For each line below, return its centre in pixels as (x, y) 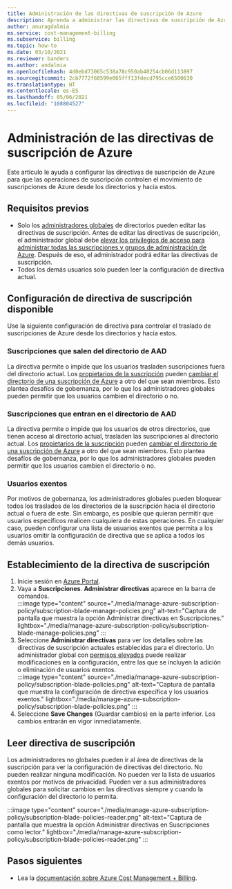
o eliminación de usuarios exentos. (66, 670)
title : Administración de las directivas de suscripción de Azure (105, 14)
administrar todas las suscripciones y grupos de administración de (112, 247)
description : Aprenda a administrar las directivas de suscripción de (111, 20)
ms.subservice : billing (41, 39)
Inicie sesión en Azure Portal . (59, 581)
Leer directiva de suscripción (71, 743)
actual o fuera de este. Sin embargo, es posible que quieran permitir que (110, 513)
